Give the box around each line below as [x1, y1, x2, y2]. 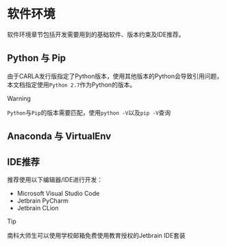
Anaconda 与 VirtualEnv [7, 131, 112, 142]
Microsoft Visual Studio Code [16, 189, 100, 197]
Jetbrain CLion [16, 203, 60, 212]
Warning [7, 94, 31, 102]
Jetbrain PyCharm [16, 197, 68, 205]
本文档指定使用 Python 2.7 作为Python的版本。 [7, 80, 136, 89]
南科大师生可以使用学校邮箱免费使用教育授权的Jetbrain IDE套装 [7, 231, 186, 239]
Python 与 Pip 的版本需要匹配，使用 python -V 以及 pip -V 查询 [7, 108, 171, 117]
